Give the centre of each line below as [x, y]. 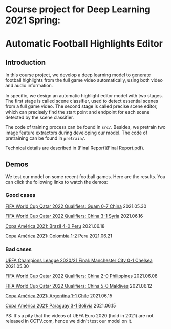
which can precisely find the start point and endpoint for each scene [78, 112]
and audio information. [29, 86]
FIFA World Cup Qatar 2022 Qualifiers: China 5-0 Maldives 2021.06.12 [79, 286]
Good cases [20, 195]
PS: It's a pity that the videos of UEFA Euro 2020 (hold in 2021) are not [79, 315]
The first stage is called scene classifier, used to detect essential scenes [82, 101]
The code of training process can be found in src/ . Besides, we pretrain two [85, 127]
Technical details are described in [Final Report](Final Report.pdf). [75, 148]
